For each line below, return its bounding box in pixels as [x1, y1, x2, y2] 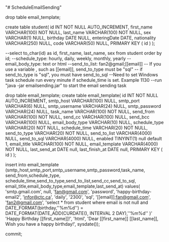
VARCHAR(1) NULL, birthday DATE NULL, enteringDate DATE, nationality [5, 35, 156, 41]
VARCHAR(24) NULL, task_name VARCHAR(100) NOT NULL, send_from [5, 109, 155, 114]
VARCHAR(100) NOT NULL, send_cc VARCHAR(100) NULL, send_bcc [5, 114, 150, 120]
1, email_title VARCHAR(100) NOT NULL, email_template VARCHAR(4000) [5, 141, 158, 147]
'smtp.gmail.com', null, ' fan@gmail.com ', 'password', [5, 189, 115, 195]
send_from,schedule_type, [5, 172, 61, 178]
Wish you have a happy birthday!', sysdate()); [5, 221, 100, 227]
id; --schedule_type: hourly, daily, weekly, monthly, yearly [5, 55, 126, 62]
